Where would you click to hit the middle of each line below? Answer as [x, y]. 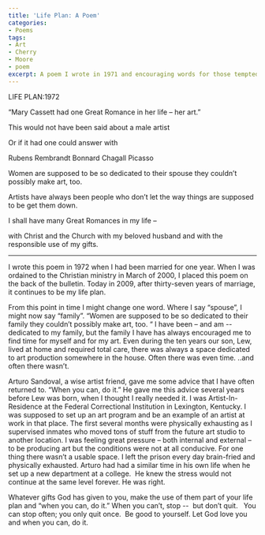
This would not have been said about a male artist [89, 127]
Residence [25, 406]
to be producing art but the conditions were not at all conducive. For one [126, 448]
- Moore [21, 60]
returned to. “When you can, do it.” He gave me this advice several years [126, 389]
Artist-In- [223, 398]
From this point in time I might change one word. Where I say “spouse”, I [125, 307]
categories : [28, 23]
